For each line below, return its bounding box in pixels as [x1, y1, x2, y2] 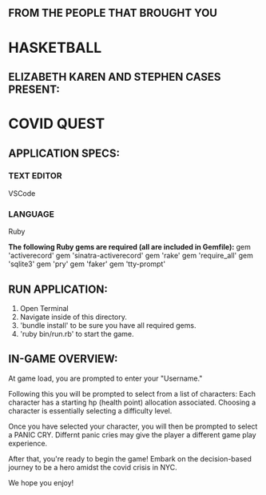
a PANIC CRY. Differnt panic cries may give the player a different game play [8, 429, 257, 439]
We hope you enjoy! [8, 477, 74, 487]
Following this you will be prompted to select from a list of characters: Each [8, 389, 256, 398]
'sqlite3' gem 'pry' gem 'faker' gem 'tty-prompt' [8, 259, 166, 269]
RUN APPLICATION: [8, 282, 108, 296]
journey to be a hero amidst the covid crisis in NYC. [8, 462, 177, 472]
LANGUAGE [8, 208, 54, 219]
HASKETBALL [8, 38, 102, 57]
